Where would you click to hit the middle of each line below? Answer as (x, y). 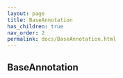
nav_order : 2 (26, 33)
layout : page (26, 13)
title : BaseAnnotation (40, 20)
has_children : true (35, 26)
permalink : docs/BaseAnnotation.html (62, 39)
